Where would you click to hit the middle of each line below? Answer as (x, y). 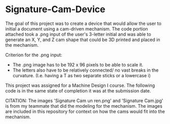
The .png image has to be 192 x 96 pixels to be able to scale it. (78, 65)
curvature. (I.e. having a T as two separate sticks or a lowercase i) (82, 75)
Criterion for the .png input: (34, 55)
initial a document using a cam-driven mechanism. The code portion (77, 28)
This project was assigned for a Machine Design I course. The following (80, 85)
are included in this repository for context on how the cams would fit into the (85, 111)
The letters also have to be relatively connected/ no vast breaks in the (86, 70)
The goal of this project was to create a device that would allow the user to (83, 23)
